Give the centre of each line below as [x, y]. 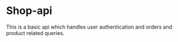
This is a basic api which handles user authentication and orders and [89, 27]
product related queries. [35, 33]
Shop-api [29, 11]
